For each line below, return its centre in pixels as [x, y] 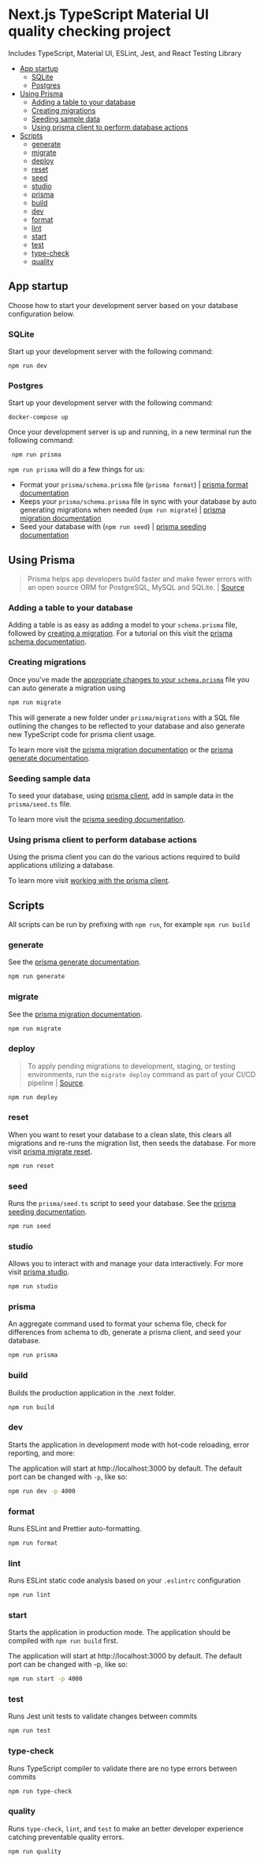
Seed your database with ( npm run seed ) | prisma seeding [113, 527]
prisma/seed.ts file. [40, 804]
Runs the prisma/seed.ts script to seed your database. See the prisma [122, 1204]
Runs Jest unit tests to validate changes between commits [103, 1716]
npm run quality [35, 1851]
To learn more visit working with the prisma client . [89, 881]
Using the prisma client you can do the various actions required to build [124, 857]
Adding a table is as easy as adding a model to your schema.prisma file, [123, 625]
